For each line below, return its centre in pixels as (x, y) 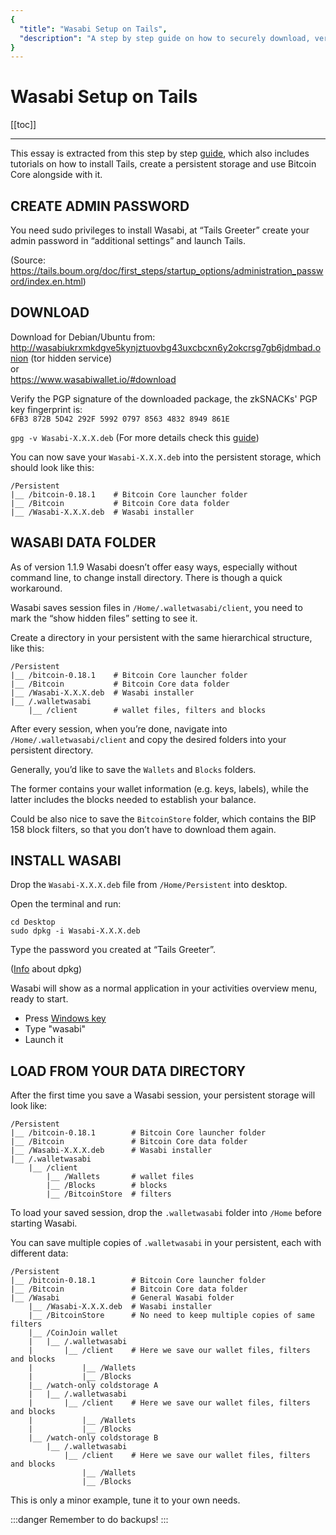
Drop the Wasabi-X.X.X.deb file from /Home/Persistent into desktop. (149, 885)
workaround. (36, 588)
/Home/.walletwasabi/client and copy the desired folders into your (148, 739)
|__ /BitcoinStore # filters (109, 1194)
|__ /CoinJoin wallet (73, 1333)
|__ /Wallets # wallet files (120, 1177)
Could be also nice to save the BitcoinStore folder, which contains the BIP (163, 818)
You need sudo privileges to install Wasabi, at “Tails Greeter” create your (160, 230)
